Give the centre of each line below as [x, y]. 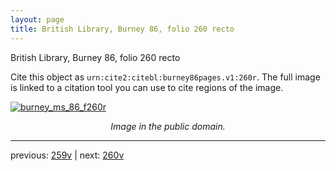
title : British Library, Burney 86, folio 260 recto [122, 29]
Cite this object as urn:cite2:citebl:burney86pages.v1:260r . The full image [165, 77]
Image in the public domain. [168, 126]
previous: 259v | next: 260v [67, 155]
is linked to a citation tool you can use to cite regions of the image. [147, 87]
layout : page [37, 19]
